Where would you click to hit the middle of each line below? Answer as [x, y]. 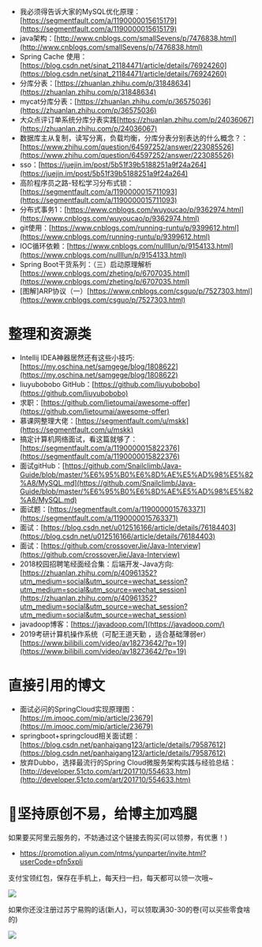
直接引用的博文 [57, 686]
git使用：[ [36, 228]
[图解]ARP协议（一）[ [54, 291]
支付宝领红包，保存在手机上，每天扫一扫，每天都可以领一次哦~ [111, 877]
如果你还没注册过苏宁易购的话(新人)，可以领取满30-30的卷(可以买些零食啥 [129, 909]
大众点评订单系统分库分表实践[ [69, 120]
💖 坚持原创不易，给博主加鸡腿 [103, 814]
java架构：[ [38, 38]
